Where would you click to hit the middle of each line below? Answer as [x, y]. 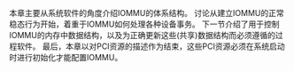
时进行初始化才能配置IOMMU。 [66, 57]
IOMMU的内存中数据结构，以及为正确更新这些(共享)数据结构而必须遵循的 [143, 35]
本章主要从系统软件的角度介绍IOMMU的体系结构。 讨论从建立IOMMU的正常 [147, 13]
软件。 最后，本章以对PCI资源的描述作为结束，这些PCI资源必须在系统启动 [151, 46]
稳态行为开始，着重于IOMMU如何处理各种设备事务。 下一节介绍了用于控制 [145, 24]
